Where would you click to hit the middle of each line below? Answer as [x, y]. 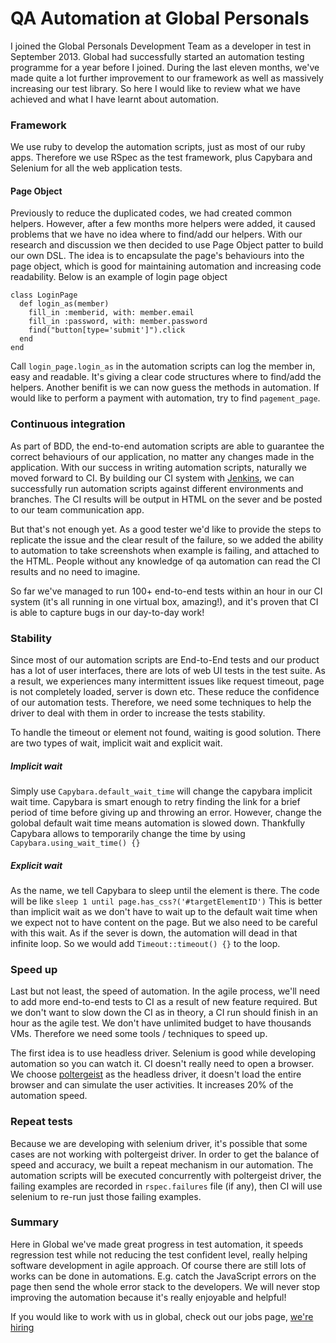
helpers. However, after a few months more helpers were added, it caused [163, 224]
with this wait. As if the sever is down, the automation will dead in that [154, 933]
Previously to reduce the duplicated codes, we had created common [151, 213]
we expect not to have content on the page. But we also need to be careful [164, 922]
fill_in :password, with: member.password [118, 322]
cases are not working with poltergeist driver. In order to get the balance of [165, 1154]
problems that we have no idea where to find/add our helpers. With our [156, 234]
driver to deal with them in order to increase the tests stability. [138, 713]
